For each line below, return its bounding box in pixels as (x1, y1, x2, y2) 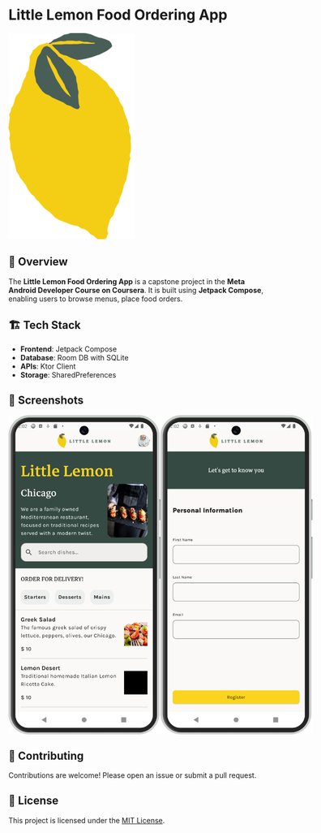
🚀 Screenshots (8, 393, 84, 407)
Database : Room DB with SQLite (19, 352, 129, 362)
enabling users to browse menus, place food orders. (8, 294, 183, 304)
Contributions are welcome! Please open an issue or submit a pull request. (8, 770, 257, 780)
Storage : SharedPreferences (19, 369, 117, 379)
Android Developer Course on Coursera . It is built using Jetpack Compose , (8, 285, 263, 295)
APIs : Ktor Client (19, 361, 76, 371)
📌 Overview (8, 255, 68, 269)
